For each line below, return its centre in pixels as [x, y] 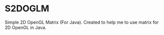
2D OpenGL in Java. [25, 27]
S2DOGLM [27, 9]
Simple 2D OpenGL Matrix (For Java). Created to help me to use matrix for [82, 22]
